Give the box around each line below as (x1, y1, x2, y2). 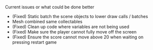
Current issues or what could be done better (5, 4, 94, 10)
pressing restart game (12, 39, 57, 45)
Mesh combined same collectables (12, 19, 83, 24)
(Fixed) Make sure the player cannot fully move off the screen (12, 29, 137, 34)
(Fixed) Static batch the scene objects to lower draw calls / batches (12, 14, 148, 19)
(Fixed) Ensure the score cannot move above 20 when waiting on (12, 34, 144, 40)
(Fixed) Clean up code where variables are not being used (12, 24, 130, 30)
